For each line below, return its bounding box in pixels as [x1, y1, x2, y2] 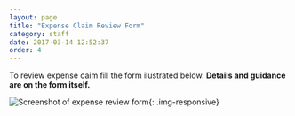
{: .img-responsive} [148, 97, 219, 107]
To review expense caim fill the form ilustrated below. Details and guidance [9, 70, 286, 81]
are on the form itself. [9, 80, 91, 90]
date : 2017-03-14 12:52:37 [9, 37, 109, 47]
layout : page [9, 12, 58, 22]
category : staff [9, 29, 69, 38]
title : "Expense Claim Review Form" [9, 21, 145, 30]
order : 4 [9, 46, 42, 55]
